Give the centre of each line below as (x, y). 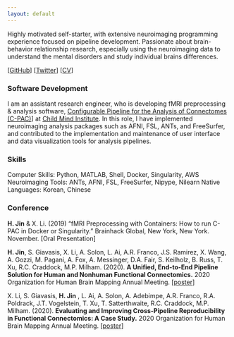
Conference (28, 208)
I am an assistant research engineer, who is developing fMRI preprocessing (116, 104)
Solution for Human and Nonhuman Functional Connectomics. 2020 (109, 274)
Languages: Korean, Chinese (49, 190)
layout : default (31, 14)
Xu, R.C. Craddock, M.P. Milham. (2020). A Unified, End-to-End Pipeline (113, 267)
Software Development (48, 88)
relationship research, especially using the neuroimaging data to (127, 49)
